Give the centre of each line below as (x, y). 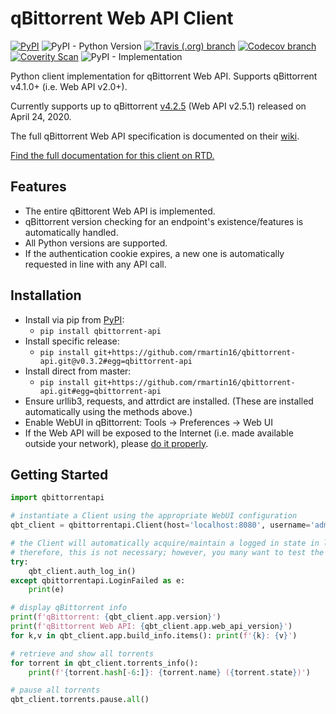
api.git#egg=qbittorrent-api (100, 391)
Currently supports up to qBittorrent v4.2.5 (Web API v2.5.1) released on (158, 106)
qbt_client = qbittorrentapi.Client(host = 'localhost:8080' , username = (160, 525)
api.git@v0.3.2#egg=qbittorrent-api (116, 361)
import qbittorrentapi (57, 498)
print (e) (46, 590)
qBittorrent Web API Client (122, 18)
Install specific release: (72, 341)
